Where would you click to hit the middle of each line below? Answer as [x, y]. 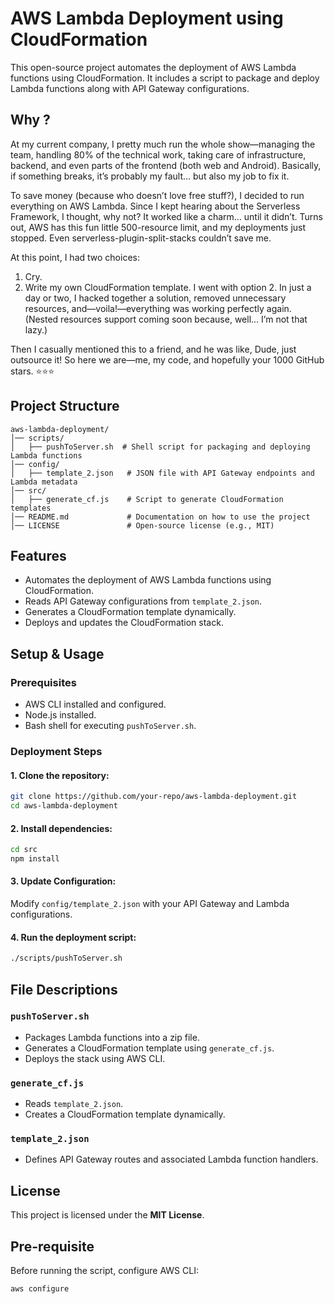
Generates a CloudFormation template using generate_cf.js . [149, 1048]
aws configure [40, 1289]
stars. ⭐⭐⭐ [32, 371]
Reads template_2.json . [74, 1104]
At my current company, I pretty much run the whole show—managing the [163, 144]
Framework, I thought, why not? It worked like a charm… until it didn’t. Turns [166, 216]
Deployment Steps [56, 751]
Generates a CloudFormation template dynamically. [130, 612]
